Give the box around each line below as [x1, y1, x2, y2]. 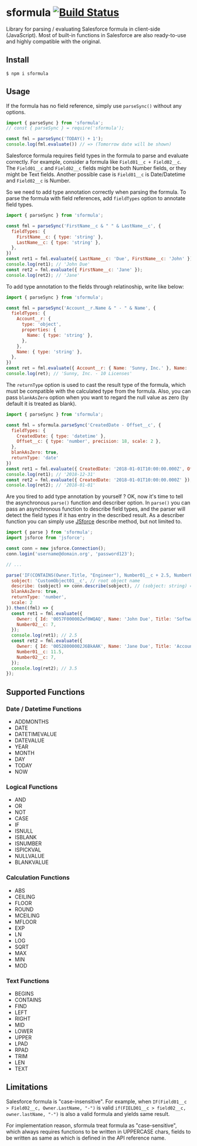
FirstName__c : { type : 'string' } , [16, 234, 104, 240]
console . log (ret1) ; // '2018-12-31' [6, 471, 96, 477]
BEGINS [14, 990, 34, 997]
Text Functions [6, 976, 50, 985]
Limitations [6, 1082, 48, 1092]
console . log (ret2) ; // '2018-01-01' [6, 482, 96, 488]
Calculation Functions [6, 873, 70, 882]
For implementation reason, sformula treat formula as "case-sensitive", [6, 1122, 177, 1129]
